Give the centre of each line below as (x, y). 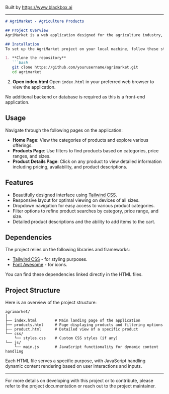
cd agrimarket (27, 72)
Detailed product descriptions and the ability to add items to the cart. (84, 221)
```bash (20, 63)
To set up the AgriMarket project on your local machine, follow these (82, 49)
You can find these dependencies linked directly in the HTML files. (74, 274)
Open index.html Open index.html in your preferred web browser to (83, 81)
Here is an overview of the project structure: (51, 303)
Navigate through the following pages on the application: (64, 130)
